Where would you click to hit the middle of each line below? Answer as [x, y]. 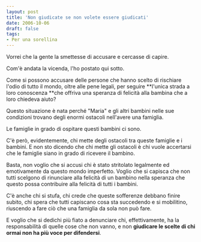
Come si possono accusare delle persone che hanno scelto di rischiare [94, 80]
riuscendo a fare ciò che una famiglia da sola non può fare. [79, 208]
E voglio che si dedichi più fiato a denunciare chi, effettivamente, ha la [93, 220]
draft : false [22, 29]
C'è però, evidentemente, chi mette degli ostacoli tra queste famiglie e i [94, 141]
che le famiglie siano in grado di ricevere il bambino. [70, 153]
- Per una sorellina [32, 40]
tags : [13, 34]
